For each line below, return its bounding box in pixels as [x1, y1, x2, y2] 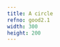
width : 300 [7, 23, 38, 30]
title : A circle [7, 10, 53, 17]
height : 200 [7, 29, 41, 37]
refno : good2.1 [7, 17, 50, 23]
